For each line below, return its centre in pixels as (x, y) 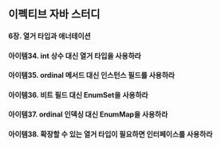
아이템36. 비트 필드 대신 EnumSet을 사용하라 (79, 94)
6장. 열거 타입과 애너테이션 (49, 36)
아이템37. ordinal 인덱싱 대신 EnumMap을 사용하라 (88, 114)
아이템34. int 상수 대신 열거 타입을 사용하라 (75, 56)
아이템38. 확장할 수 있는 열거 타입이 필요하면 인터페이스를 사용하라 (110, 134)
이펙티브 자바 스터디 (54, 14)
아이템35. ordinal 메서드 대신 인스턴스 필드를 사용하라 (92, 75)
